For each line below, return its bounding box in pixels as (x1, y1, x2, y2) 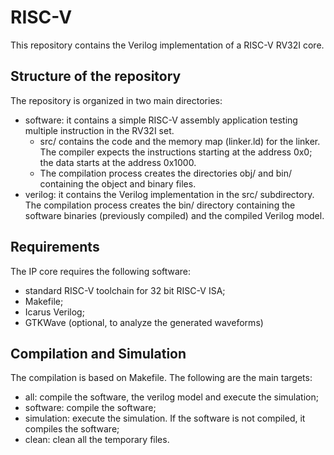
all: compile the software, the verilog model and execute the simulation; (24, 391, 319, 403)
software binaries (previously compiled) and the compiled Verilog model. (24, 209, 325, 221)
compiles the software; (24, 423, 120, 435)
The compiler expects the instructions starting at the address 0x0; (39, 146, 313, 158)
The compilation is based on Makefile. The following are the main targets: (10, 372, 313, 384)
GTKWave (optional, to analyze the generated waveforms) (24, 316, 264, 328)
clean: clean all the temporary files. (24, 434, 170, 446)
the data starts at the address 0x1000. (39, 156, 197, 168)
